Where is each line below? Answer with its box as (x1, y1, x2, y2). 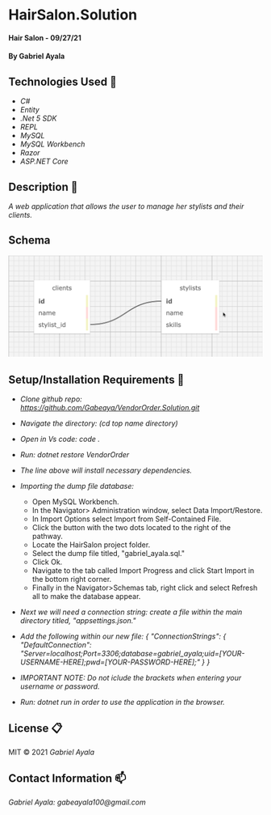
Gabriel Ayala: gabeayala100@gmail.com (8, 797, 147, 807)
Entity (19, 105, 40, 115)
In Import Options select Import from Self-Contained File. (31, 514, 222, 524)
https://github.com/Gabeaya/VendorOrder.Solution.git (19, 402, 200, 412)
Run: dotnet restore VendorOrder (19, 449, 130, 459)
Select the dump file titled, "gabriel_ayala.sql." (31, 548, 186, 558)
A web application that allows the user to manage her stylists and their (8, 202, 244, 211)
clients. (8, 210, 32, 219)
